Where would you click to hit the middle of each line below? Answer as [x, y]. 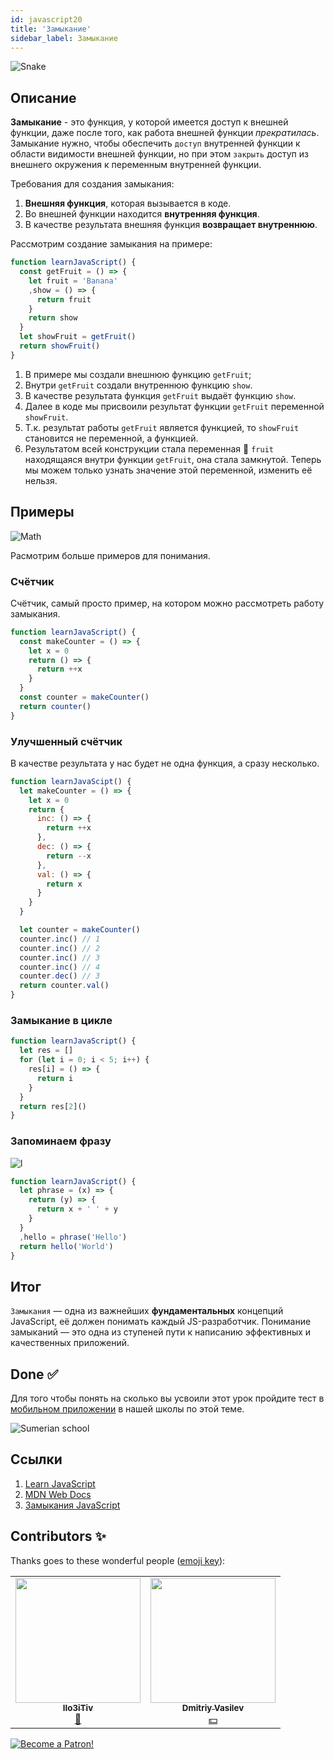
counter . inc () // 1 [60, 939]
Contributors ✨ [58, 1536]
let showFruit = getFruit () [78, 337]
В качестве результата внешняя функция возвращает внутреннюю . [171, 225]
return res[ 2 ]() [53, 1106]
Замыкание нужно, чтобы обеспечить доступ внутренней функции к [155, 143]
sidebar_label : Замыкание [64, 38]
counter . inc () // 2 [60, 948]
